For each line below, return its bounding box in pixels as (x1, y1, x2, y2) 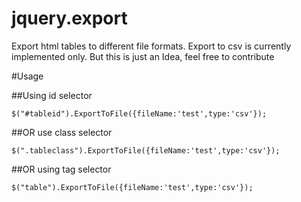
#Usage (11, 70, 44, 82)
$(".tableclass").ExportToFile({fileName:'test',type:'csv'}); (11, 145, 281, 156)
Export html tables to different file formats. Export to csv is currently (11, 40, 292, 52)
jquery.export (11, 7, 128, 30)
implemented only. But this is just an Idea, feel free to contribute (11, 50, 275, 62)
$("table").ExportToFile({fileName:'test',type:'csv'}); (11, 182, 254, 192)
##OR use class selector (11, 126, 113, 138)
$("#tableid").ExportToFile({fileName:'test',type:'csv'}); (11, 108, 268, 119)
